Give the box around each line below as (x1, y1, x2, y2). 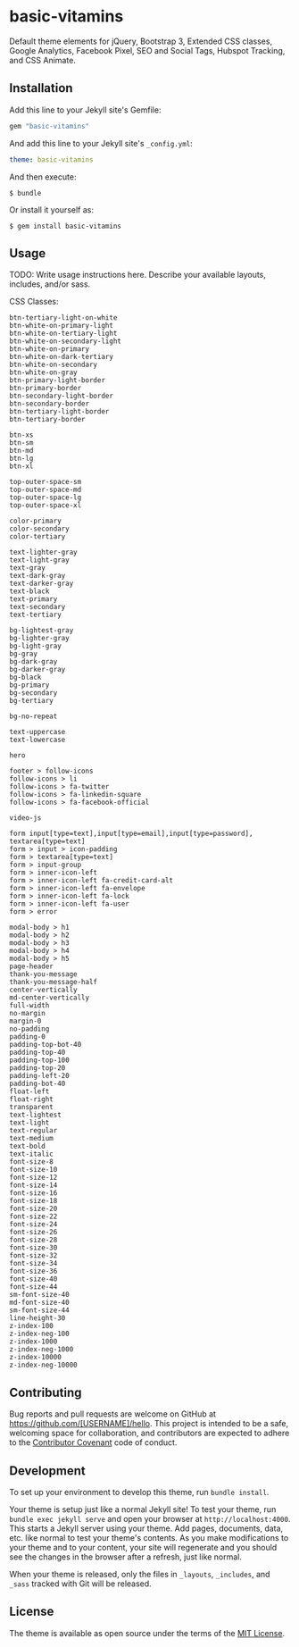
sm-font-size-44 (9, 1306, 70, 1315)
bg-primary (9, 681, 50, 690)
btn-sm (9, 439, 34, 447)
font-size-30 (9, 1243, 58, 1252)
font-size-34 (9, 1259, 58, 1268)
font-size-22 (9, 1212, 58, 1221)
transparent (9, 1103, 54, 1112)
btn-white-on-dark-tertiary (9, 353, 114, 362)
